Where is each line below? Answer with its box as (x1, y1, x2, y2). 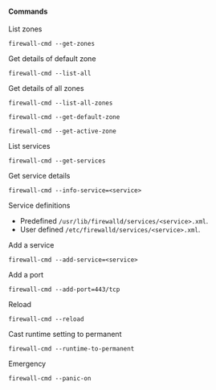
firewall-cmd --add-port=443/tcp (8, 285, 120, 294)
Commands (8, 6, 48, 16)
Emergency (8, 359, 47, 369)
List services (8, 142, 51, 151)
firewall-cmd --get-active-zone (8, 127, 116, 136)
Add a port (8, 270, 44, 280)
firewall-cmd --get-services (8, 157, 106, 165)
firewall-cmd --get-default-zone (8, 113, 120, 121)
